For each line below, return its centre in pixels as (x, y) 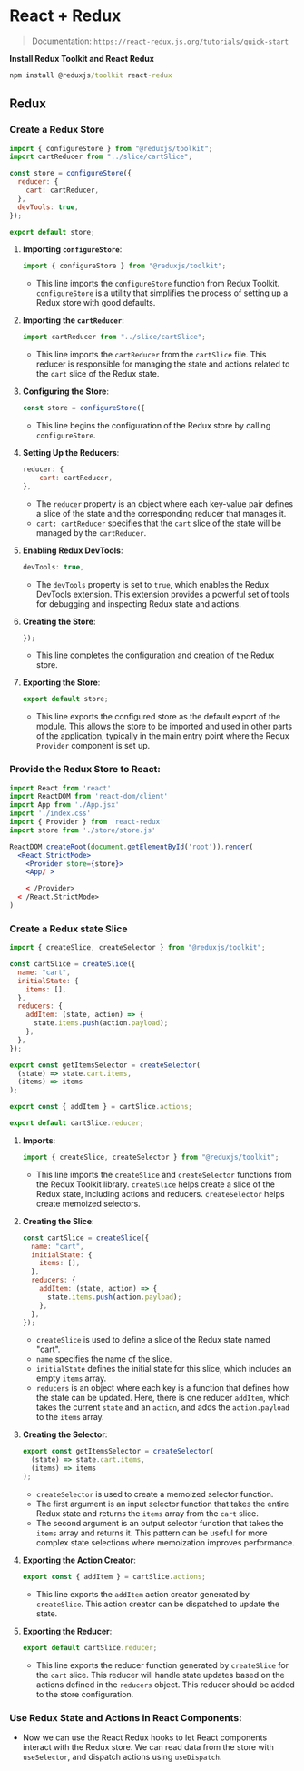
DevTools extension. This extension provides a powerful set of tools (163, 594)
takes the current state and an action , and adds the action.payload (163, 1407)
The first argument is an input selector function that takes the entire (162, 1504)
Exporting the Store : (61, 682)
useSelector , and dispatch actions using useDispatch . (122, 1757)
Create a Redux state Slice (69, 929)
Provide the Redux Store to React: (85, 770)
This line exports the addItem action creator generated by (142, 1594)
